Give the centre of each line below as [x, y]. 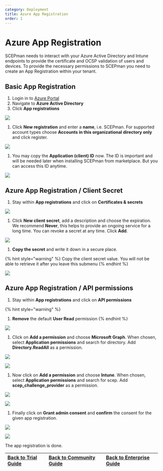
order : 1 [14, 18]
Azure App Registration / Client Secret [64, 190]
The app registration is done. [34, 445]
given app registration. [34, 418]
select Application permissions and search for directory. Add [74, 342]
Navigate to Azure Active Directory [48, 103]
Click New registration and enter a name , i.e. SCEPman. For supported [83, 127]
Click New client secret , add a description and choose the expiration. [81, 220]
